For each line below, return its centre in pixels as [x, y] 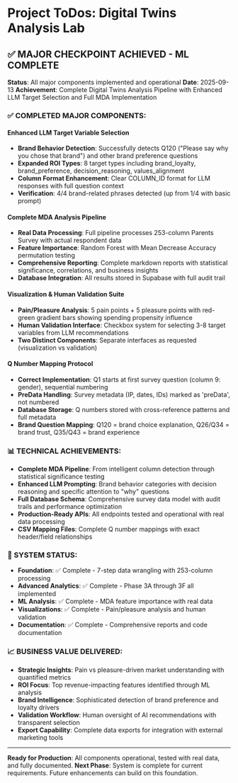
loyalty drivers [39, 707]
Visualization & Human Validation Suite [66, 294]
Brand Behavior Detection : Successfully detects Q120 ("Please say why [123, 148]
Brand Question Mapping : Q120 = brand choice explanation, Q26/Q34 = [124, 424]
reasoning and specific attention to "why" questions [93, 492]
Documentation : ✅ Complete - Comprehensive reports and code [112, 625]
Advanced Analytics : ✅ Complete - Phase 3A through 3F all [106, 586]
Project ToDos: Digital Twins [92, 13]
